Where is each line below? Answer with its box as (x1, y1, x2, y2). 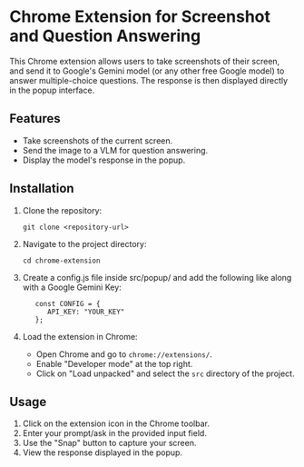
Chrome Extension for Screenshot (9, 6, 270, 27)
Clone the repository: (22, 204, 103, 215)
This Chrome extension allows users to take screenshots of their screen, (9, 55, 280, 66)
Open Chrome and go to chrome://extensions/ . (35, 348, 213, 360)
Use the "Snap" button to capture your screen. (22, 438, 197, 449)
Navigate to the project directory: (22, 238, 147, 249)
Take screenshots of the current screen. (22, 134, 173, 146)
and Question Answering (9, 25, 201, 46)
